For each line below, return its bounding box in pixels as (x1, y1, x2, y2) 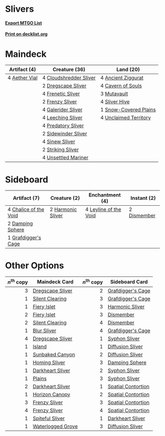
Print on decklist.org (5, 31, 48, 37)
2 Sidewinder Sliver (42, 130, 87, 137)
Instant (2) (130, 195, 156, 202)
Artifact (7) (13, 195, 40, 202)
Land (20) (116, 66, 140, 73)
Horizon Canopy (32, 391, 70, 398)
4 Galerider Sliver (42, 107, 82, 113)
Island (32, 343, 47, 350)
